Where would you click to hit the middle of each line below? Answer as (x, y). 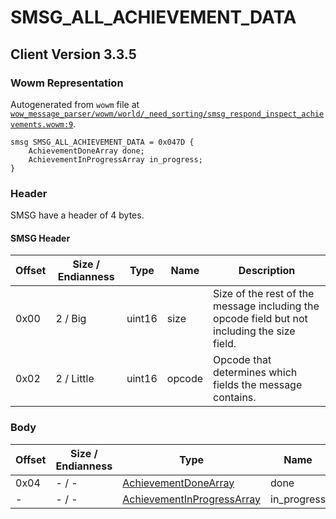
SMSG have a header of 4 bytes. (77, 215)
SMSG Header (40, 238)
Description (267, 271)
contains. (235, 398)
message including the (266, 306)
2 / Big (71, 319)
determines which (255, 373)
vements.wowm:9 (42, 124)
